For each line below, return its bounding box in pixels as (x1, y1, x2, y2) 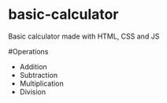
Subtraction (19, 70, 58, 79)
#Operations (8, 46, 49, 56)
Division (19, 86, 46, 96)
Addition (19, 61, 47, 72)
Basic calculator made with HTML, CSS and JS (8, 31, 160, 41)
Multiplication (19, 79, 65, 88)
